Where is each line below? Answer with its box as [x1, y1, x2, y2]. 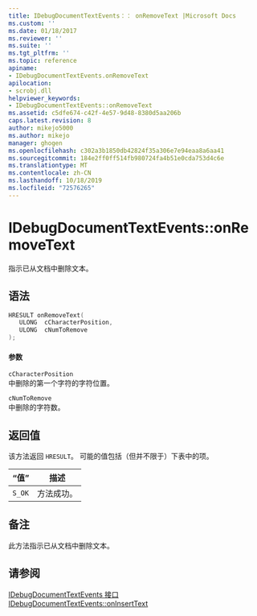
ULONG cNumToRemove [18, 326, 88, 334]
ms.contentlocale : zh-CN [8, 169, 92, 177]
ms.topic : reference [8, 57, 78, 65]
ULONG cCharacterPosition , [18, 319, 113, 327]
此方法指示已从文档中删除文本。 [8, 540, 114, 550]
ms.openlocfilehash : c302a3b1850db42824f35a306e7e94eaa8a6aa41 [8, 147, 225, 155]
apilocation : [8, 79, 52, 87]
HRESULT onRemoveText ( [8, 311, 84, 319]
